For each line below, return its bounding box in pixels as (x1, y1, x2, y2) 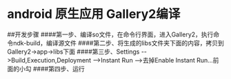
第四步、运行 (48, 65, 85, 73)
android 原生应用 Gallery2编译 (7, 6, 181, 22)
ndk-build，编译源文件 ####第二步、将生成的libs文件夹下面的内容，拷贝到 (12, 38, 224, 47)
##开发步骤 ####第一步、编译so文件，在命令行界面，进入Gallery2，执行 (7, 30, 214, 38)
